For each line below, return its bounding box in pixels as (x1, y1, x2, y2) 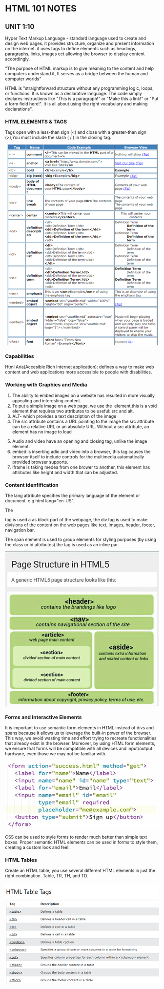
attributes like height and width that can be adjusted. (12, 469, 118, 475)
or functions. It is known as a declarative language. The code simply (5, 91, 143, 96)
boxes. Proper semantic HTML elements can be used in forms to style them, (5, 839, 158, 845)
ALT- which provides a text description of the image (12, 413, 117, 419)
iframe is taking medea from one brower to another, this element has (12, 464, 150, 470)
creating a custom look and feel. (5, 844, 70, 850)
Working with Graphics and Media (5, 381, 87, 388)
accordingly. (5, 56, 30, 62)
